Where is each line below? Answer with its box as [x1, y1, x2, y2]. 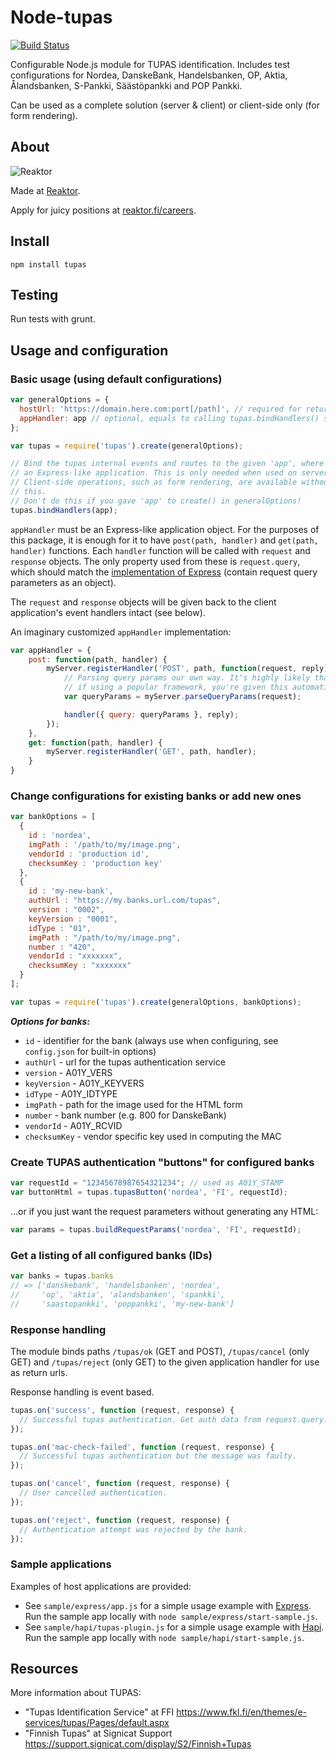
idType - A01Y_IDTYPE [24, 1087, 118, 1100]
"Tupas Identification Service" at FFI [24, 1706, 175, 1718]
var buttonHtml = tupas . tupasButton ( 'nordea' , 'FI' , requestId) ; [10, 1187, 288, 1198]
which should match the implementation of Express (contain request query [10, 566, 318, 578]
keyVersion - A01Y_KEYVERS [24, 1077, 145, 1089]
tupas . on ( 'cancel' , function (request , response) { [10, 1479, 230, 1489]
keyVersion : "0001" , [28, 914, 118, 924]
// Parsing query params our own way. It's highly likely [63, 673, 311, 683]
